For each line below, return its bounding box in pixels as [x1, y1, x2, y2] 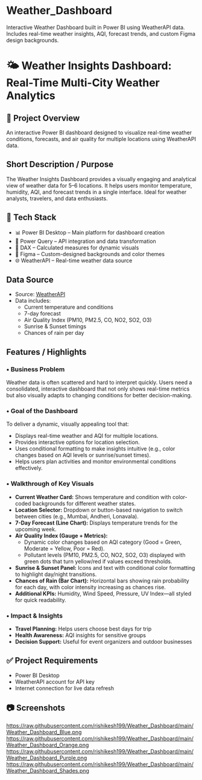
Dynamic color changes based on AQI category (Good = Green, [24, 538, 182, 546]
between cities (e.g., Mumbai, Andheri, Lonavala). [14, 512, 139, 520]
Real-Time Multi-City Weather [6, 76, 160, 90]
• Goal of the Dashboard [6, 406, 78, 415]
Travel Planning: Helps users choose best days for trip [14, 625, 152, 632]
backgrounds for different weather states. [32, 500, 136, 507]
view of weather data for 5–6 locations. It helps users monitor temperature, [6, 182, 192, 189]
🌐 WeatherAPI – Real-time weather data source [14, 257, 133, 264]
